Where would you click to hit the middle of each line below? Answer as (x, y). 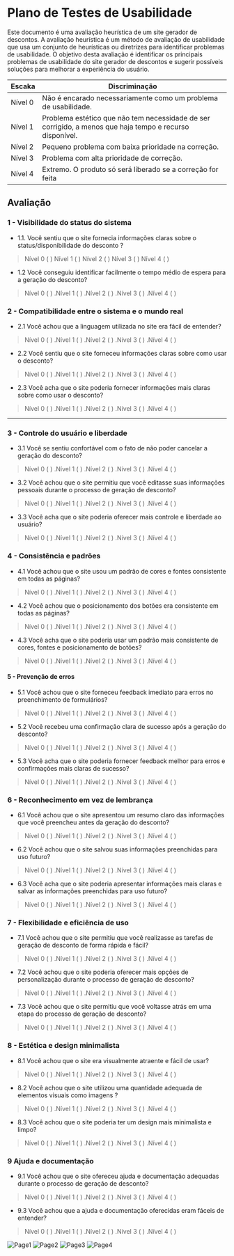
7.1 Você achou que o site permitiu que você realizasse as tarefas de (115, 938)
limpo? (27, 1129)
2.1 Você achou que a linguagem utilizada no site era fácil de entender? (119, 326)
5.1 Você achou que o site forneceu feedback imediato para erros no (115, 692)
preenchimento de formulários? (62, 699)
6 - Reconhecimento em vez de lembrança (80, 800)
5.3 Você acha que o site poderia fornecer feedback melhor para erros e (121, 761)
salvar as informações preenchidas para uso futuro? (92, 891)
